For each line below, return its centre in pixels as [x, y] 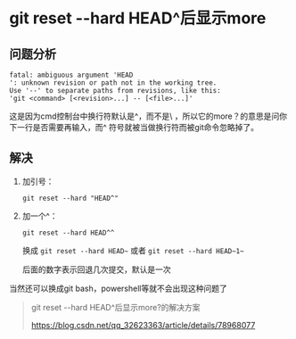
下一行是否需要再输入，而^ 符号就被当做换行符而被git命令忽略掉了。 [134, 127]
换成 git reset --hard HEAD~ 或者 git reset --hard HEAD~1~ [133, 250]
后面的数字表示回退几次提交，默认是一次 [96, 269]
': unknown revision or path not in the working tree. [113, 83]
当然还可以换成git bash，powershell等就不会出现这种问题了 [118, 288]
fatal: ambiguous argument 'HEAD [71, 75]
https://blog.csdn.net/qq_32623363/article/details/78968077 [143, 325]
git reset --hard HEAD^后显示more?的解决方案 [115, 307]
